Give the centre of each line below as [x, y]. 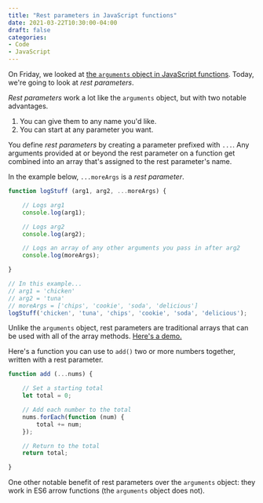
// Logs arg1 [44, 205]
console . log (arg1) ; [54, 213]
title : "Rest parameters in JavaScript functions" [93, 15]
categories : [27, 37]
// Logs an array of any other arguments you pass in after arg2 [131, 248]
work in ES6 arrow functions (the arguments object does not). [107, 490]
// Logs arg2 [44, 227]
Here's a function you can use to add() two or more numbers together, [122, 352]
